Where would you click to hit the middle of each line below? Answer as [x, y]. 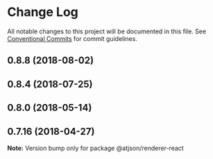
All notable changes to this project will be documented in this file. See [107, 31]
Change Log [43, 12]
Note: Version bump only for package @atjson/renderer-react [95, 148]
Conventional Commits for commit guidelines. [72, 38]
